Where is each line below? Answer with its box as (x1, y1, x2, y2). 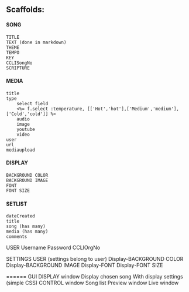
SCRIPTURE (6, 65, 30, 71)
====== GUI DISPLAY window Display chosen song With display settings (6, 273, 183, 280)
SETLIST (6, 200, 28, 207)
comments (6, 234, 28, 240)
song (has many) (6, 223, 46, 230)
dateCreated (6, 213, 35, 219)
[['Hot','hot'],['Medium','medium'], (87, 106, 180, 112)
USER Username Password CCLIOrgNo (6, 244, 101, 251)
